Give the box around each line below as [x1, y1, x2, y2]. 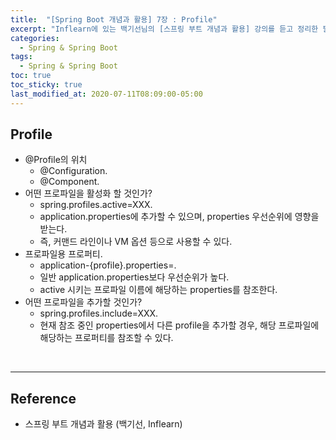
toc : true [10, 71, 52, 81]
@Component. [39, 176, 100, 188]
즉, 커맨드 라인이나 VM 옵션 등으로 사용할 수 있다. [39, 236, 233, 248]
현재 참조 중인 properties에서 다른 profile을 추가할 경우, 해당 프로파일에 [39, 319, 320, 331]
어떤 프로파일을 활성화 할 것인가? [24, 187, 153, 200]
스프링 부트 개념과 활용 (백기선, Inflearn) [24, 418, 183, 430]
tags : [10, 52, 33, 62]
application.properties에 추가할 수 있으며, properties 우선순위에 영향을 [39, 211, 320, 223]
